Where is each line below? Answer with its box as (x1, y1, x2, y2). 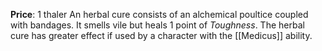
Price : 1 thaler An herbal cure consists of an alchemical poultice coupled (10, 9, 309, 20)
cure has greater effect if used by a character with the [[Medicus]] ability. (10, 30, 313, 41)
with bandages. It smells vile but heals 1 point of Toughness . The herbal (10, 19, 305, 31)
